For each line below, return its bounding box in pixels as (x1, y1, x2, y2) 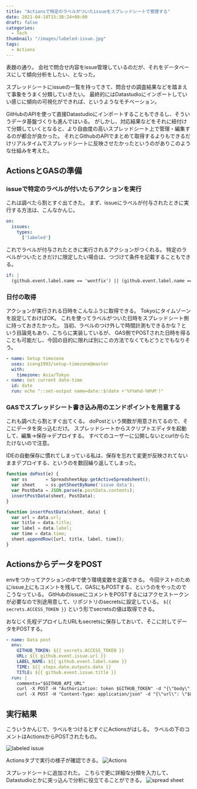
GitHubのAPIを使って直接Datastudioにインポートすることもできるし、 (6, 110, 175, 117)
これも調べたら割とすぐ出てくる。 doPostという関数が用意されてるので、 (6, 417, 184, 425)
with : (11, 366, 25, 372)
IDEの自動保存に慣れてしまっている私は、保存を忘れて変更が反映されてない (6, 452, 188, 459)
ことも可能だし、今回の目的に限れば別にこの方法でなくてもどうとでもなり (6, 336, 185, 344)
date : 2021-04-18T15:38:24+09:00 (6, 14, 88, 20)
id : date (11, 383, 33, 389)
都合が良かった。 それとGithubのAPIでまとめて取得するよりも (21, 132, 171, 140)
